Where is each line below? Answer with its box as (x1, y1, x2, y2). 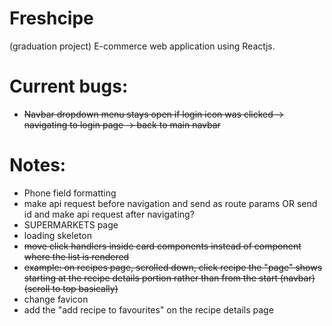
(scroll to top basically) (23, 282, 119, 294)
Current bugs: (9, 75, 129, 98)
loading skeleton (23, 229, 92, 241)
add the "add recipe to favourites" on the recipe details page (23, 303, 274, 316)
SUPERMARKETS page (23, 218, 119, 231)
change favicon (23, 293, 89, 305)
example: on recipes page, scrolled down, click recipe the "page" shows (23, 261, 323, 273)
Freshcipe (9, 7, 94, 30)
